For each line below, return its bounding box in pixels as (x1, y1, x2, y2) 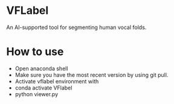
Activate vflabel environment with (14, 77, 99, 85)
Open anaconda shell (14, 65, 68, 72)
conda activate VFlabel (14, 84, 72, 91)
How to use (6, 45, 64, 59)
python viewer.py (14, 90, 59, 97)
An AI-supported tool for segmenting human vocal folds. (6, 24, 147, 31)
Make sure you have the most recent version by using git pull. (14, 71, 169, 79)
